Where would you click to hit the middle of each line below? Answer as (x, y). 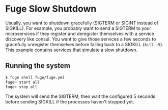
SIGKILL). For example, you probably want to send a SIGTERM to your (78, 28)
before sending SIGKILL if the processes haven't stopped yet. (70, 102)
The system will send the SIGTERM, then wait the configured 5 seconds (80, 96)
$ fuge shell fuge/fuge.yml (35, 77)
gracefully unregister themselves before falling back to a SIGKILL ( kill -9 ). (85, 44)
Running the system (38, 66)
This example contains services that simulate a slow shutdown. (71, 50)
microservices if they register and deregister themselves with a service (80, 33)
